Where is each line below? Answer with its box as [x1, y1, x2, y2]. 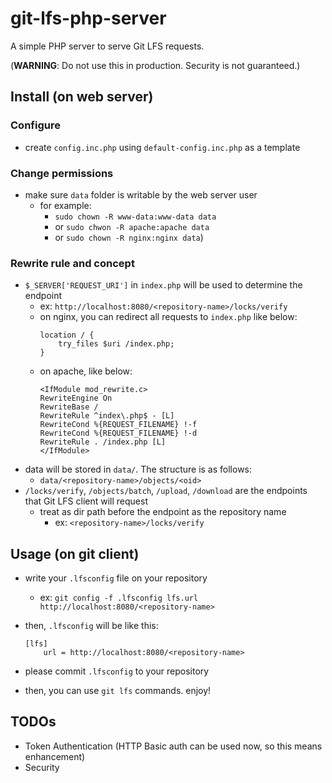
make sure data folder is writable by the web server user [24, 188, 258, 201]
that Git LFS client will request [24, 495, 148, 507]
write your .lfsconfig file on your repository [24, 572, 208, 584]
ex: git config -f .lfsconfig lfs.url [39, 592, 199, 604]
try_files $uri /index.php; [58, 339, 175, 349]
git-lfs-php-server [10, 7, 167, 30]
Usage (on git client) [10, 545, 140, 562]
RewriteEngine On [39, 393, 113, 404]
